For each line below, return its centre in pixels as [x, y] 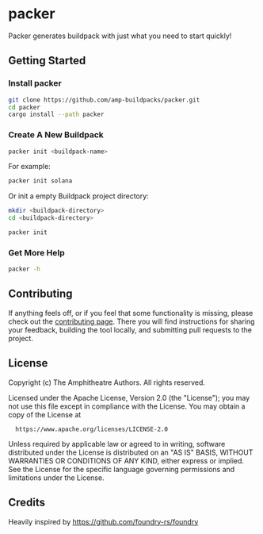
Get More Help [36, 252]
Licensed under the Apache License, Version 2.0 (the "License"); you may [129, 398]
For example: [30, 167]
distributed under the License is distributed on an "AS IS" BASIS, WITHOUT [131, 452]
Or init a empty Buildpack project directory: [78, 196]
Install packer [35, 83]
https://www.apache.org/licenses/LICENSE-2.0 [92, 429]
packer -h [25, 269]
